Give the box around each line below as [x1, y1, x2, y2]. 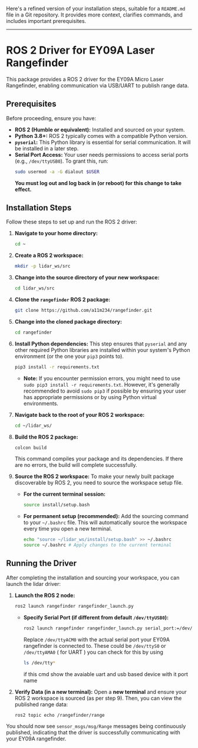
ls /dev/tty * [23, 660, 56, 665]
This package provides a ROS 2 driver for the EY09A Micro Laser [6, 75, 164, 83]
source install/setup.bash [23, 502, 90, 508]
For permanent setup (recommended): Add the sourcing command [23, 513, 189, 520]
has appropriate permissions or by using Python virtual [23, 393, 157, 400]
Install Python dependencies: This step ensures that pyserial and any [14, 340, 187, 347]
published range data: [14, 701, 68, 708]
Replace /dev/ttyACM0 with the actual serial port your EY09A [23, 636, 170, 643]
